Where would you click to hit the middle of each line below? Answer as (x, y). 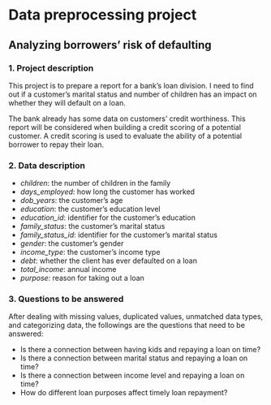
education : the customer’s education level (90, 209)
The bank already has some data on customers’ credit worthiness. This (127, 118)
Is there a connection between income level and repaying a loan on (132, 376)
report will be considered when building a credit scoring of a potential (125, 127)
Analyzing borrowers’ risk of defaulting (110, 45)
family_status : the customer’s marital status (92, 226)
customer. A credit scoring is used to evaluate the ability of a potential (125, 136)
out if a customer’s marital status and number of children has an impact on (133, 94)
